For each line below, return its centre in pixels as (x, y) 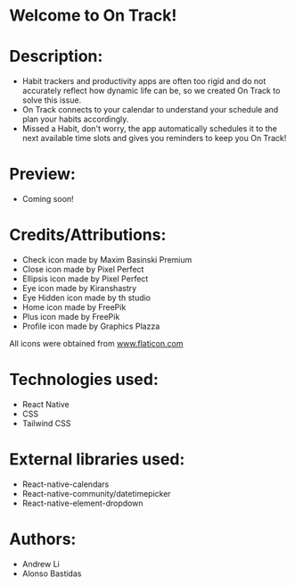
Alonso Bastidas (52, 573)
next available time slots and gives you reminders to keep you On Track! (154, 138)
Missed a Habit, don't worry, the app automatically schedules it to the (150, 129)
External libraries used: (97, 460)
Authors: (43, 539)
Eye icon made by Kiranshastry (79, 288)
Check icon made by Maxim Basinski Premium (107, 260)
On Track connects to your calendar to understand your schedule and (150, 110)
